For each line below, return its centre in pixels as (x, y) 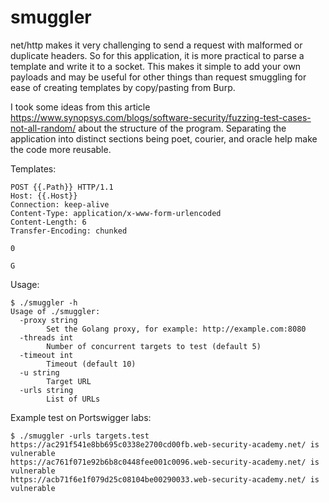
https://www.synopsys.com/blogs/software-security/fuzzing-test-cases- (161, 117)
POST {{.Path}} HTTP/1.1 (62, 187)
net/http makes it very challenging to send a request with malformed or (156, 45)
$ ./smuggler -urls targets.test (80, 436)
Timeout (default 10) (91, 364)
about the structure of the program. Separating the (182, 128)
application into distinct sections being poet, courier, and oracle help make (164, 138)
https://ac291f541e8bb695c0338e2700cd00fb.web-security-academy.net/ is (165, 444)
